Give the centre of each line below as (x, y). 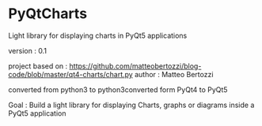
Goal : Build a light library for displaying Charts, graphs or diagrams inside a (131, 105)
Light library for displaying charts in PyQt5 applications (98, 35)
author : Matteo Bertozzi (174, 74)
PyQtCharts (48, 14)
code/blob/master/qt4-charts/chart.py (70, 74)
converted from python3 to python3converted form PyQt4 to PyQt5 (118, 89)
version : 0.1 (28, 50)
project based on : (38, 66)
